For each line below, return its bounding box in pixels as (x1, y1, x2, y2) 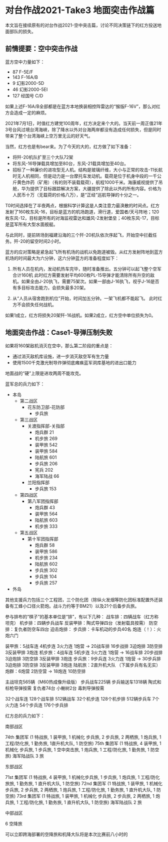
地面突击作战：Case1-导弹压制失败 (5, 328, 113, 337)
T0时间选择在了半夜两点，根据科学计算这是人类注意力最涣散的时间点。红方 (5, 202, 160, 208)
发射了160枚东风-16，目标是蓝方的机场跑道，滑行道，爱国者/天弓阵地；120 (5, 209, 159, 215)
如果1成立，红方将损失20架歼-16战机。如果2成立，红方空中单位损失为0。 (5, 312, 156, 318)
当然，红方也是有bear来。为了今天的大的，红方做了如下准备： (5, 144, 133, 150)
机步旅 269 (34, 435, 58, 442)
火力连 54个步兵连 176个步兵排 (5, 702, 68, 708)
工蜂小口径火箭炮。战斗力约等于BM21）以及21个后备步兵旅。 (13, 603, 139, 609)
